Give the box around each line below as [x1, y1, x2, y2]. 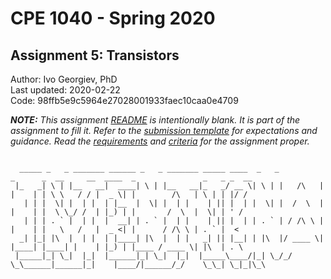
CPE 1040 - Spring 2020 [10, 7, 216, 30]
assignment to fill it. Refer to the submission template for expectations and [10, 125, 318, 136]
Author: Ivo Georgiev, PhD [10, 73, 118, 85]
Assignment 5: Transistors [10, 47, 180, 64]
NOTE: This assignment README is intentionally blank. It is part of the [10, 114, 301, 126]
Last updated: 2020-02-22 [10, 84, 121, 96]
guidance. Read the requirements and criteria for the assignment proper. [10, 135, 310, 147]
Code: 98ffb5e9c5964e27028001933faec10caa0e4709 [10, 95, 239, 106]
